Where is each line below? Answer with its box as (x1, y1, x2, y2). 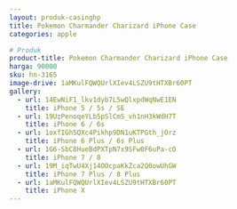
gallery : (9, 86, 42, 96)
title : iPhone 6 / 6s (25, 120, 105, 129)
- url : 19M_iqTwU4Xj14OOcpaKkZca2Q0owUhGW (17, 161, 177, 170)
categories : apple (9, 29, 77, 38)
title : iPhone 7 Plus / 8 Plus (25, 170, 141, 179)
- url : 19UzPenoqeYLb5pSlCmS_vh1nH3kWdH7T (17, 112, 177, 121)
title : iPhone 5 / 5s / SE (25, 103, 125, 112)
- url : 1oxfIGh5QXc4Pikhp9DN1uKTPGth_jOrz (17, 128, 177, 138)
